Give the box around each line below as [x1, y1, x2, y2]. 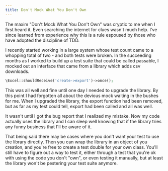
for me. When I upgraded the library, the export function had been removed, [5, 98, 163, 104]
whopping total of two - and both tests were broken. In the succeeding [5, 52, 152, 58]
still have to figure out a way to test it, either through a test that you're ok [5, 149, 156, 155]
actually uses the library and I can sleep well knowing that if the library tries [5, 118, 162, 124]
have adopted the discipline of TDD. [5, 37, 79, 43]
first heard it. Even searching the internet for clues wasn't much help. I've [5, 26, 157, 33]
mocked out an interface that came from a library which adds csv [5, 63, 141, 69]
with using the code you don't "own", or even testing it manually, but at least [5, 154, 163, 161]
